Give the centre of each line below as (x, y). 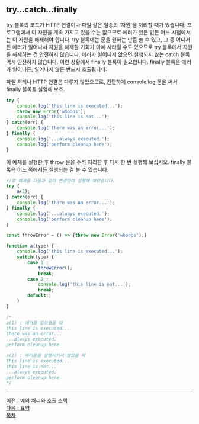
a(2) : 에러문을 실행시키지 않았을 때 (46, 356)
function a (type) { (30, 246)
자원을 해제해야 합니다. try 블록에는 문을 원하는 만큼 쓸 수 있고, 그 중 (97, 39)
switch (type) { (36, 257)
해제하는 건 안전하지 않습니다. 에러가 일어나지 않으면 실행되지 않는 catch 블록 (101, 54)
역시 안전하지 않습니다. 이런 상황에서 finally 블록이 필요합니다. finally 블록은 (93, 62)
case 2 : (38, 279)
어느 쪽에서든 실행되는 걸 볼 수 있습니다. (63, 169)
